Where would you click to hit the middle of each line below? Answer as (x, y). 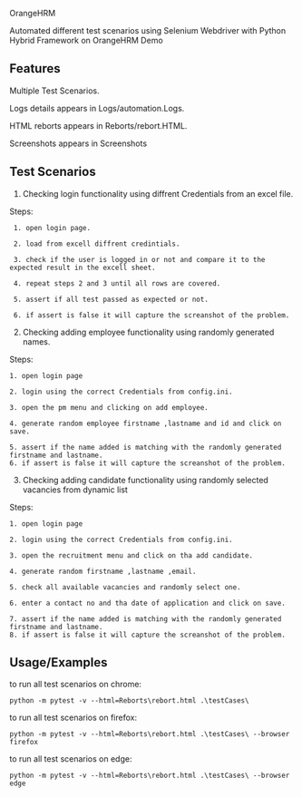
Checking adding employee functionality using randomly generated (148, 332)
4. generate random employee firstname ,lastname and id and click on (146, 423)
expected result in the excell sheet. (83, 267)
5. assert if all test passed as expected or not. (111, 299)
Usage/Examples (58, 662)
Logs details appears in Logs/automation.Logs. (97, 108)
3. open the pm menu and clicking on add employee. (109, 407)
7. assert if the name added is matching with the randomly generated (146, 619)
